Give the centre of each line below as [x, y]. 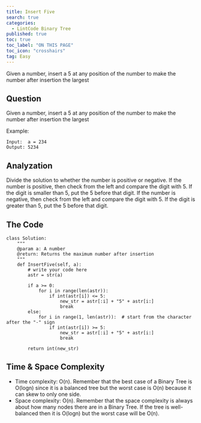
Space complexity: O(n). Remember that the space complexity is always [104, 400]
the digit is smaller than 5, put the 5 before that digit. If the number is [91, 193]
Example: [18, 131]
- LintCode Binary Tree [41, 28]
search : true [22, 17]
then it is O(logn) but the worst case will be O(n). [99, 413]
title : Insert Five [31, 12]
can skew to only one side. [48, 394]
